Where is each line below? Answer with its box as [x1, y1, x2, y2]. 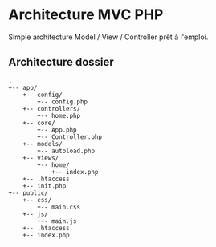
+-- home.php [37, 111, 81, 119]
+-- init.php [22, 182, 67, 190]
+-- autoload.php [37, 147, 95, 155]
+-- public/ [8, 188, 48, 197]
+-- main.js [37, 217, 78, 225]
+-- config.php [37, 98, 88, 106]
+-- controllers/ [22, 104, 81, 113]
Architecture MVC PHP [8, 6, 164, 24]
